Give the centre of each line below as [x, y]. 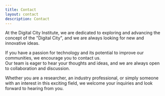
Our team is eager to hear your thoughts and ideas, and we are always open [82, 63]
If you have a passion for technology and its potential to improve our [75, 53]
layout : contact [22, 14]
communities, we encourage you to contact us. [53, 58]
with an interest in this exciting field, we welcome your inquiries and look [79, 83]
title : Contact [21, 10]
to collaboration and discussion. [38, 68]
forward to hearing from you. [35, 89]
